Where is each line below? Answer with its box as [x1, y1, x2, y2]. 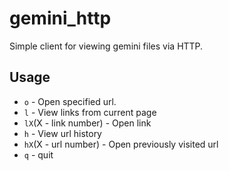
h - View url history [23, 127, 102, 139]
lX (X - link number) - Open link [23, 117, 152, 129]
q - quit [23, 148, 54, 161]
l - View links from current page [23, 106, 157, 118]
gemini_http [9, 7, 112, 30]
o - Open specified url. [23, 95, 117, 107]
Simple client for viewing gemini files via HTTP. [9, 40, 204, 52]
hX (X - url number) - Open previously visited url [23, 138, 219, 150]
